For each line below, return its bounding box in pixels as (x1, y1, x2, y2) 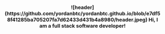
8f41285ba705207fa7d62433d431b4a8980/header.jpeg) (6, 16, 148, 23)
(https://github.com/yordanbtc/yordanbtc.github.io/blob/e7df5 (4, 10, 161, 17)
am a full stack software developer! (39, 22, 126, 29)
